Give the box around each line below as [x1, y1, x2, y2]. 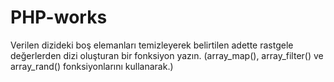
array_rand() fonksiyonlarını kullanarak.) [10, 60, 174, 72]
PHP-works [10, 6, 108, 29]
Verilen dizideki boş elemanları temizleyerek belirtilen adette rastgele [10, 39, 294, 51]
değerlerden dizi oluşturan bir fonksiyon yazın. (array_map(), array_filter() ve [10, 49, 324, 61]
